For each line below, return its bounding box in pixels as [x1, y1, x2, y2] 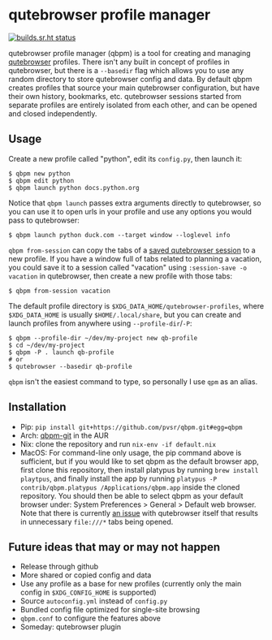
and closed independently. [8, 108, 97, 119]
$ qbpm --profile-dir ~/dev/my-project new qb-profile [8, 334, 198, 342]
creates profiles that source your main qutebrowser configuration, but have [8, 83, 260, 93]
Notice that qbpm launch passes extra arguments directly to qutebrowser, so [8, 197, 261, 208]
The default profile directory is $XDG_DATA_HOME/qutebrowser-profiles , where [8, 301, 265, 310]
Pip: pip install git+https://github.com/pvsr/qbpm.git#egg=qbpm [19, 422, 243, 431]
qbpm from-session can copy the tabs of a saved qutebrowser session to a [8, 245, 256, 255]
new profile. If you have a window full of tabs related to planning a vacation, [8, 253, 262, 263]
